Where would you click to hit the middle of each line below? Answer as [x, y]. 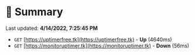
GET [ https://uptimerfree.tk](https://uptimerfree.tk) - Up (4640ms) [93, 39]
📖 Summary [34, 12]
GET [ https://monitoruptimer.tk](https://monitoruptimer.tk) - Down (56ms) [102, 46]
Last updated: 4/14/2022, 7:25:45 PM [52, 28]
